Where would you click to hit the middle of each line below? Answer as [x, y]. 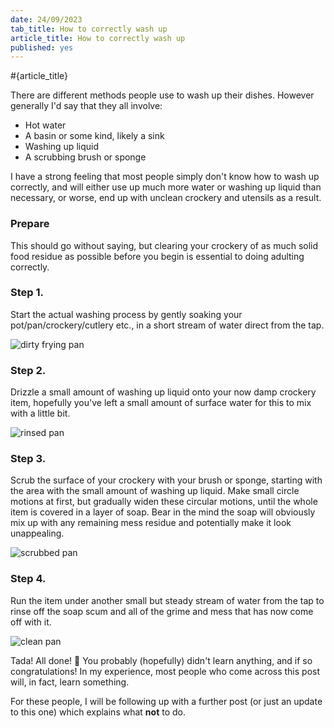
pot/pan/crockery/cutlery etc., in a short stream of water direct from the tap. [167, 325]
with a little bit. [40, 413]
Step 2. [28, 370]
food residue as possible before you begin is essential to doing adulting [157, 256]
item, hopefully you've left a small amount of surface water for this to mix [161, 403]
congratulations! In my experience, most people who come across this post [165, 671]
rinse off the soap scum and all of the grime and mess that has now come [162, 611]
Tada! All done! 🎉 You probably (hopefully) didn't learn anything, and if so [161, 660]
